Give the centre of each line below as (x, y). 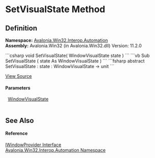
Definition (21, 28)
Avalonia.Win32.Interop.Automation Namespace (55, 150)
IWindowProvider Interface (33, 145)
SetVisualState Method (55, 9)
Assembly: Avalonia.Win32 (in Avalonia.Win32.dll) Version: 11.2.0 (73, 46)
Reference (17, 134)
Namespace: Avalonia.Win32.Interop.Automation (57, 40)
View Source (19, 76)
